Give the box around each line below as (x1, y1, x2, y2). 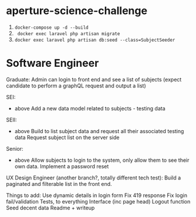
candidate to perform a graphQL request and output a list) (6, 82, 147, 89)
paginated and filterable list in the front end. (6, 180, 113, 187)
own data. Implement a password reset (14, 162, 109, 169)
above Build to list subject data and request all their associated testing (14, 127, 184, 134)
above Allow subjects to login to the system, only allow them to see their (14, 157, 190, 164)
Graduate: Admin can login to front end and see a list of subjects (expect (6, 76, 182, 83)
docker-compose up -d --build (14, 25, 89, 30)
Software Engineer (6, 57, 99, 70)
